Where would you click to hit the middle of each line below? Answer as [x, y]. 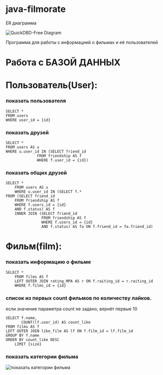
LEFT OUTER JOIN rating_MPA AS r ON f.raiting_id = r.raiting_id [84, 281]
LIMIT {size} [28, 344]
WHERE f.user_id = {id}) [63, 160]
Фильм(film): [34, 247]
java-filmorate [36, 9]
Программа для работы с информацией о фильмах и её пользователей [82, 42]
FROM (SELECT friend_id [30, 196]
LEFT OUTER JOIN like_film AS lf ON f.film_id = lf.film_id [70, 331]
